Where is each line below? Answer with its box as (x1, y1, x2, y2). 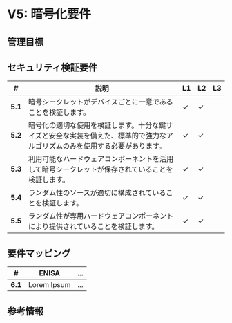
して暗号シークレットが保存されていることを (28, 165, 174, 174)
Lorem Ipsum (28, 280, 71, 290)
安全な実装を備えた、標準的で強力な (48, 131, 167, 140)
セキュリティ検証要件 (7, 62, 98, 73)
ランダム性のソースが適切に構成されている (28, 188, 166, 198)
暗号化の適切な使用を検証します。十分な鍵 (28, 120, 166, 130)
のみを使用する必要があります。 (62, 141, 166, 151)
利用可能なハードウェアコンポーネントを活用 (28, 154, 174, 164)
